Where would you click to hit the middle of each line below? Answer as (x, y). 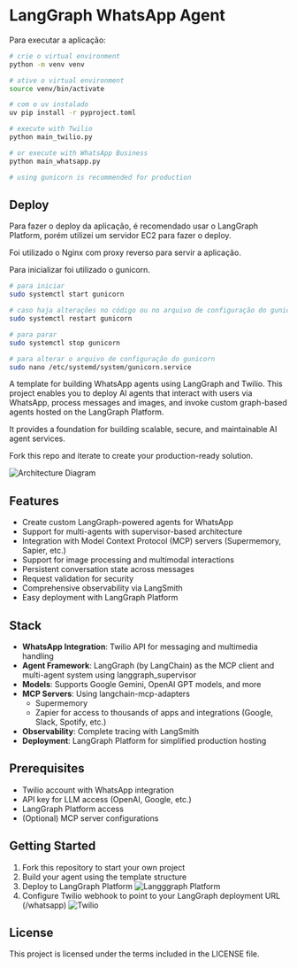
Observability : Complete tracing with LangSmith (110, 731)
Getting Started (53, 846)
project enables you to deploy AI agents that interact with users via (131, 393)
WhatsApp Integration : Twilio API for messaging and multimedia (140, 647)
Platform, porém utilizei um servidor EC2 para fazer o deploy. (120, 236)
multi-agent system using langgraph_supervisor (109, 675)
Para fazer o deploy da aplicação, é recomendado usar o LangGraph (134, 226)
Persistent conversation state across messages (108, 569)
